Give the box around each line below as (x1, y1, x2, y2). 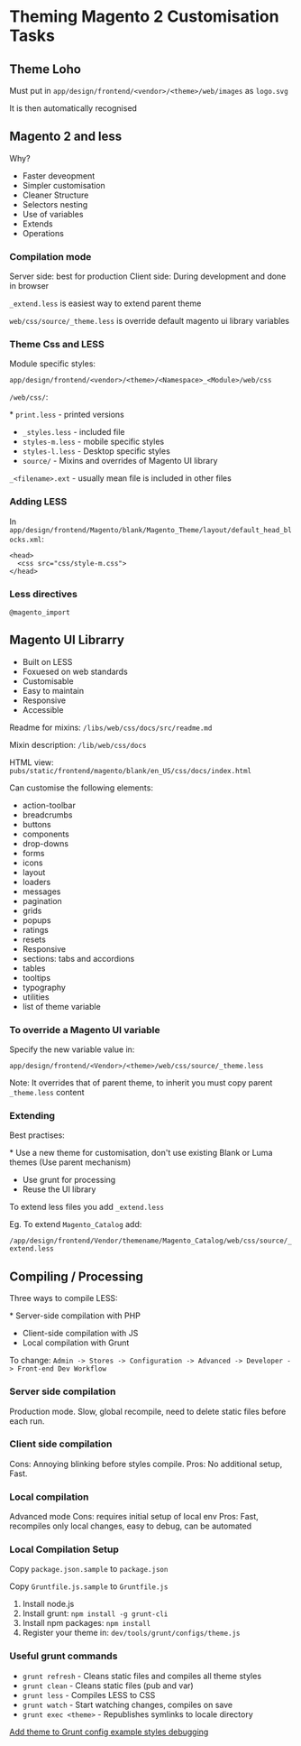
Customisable (22, 675, 74, 687)
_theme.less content (9, 1087, 85, 1098)
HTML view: (9, 756, 54, 768)
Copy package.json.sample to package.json (9, 1564, 169, 1575)
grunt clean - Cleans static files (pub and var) (22, 1680, 194, 1691)
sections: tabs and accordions (22, 953, 135, 964)
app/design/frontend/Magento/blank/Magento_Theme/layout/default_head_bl (9, 525, 293, 534)
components (22, 828, 69, 839)
